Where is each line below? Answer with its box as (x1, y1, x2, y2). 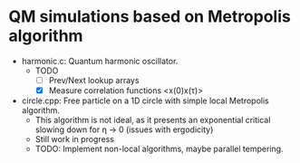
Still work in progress (34, 134, 115, 145)
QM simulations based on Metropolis (8, 6, 291, 27)
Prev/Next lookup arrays (48, 74, 140, 85)
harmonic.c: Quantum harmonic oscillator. (21, 55, 179, 66)
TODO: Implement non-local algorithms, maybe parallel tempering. (34, 143, 284, 155)
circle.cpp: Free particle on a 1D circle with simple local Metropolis (21, 95, 269, 106)
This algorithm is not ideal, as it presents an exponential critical (34, 115, 271, 126)
